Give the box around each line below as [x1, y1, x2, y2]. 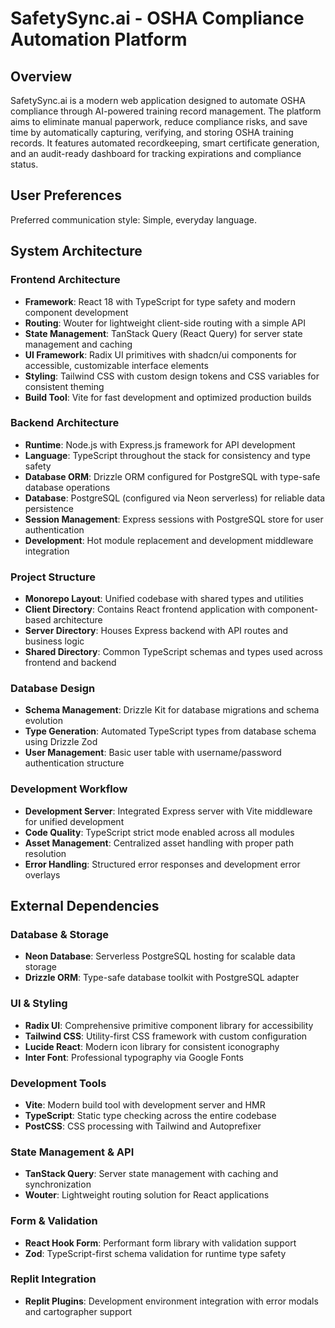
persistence [24, 502, 75, 514]
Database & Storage [10, 928, 110, 941]
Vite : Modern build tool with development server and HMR [24, 1098, 266, 1111]
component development [24, 306, 129, 318]
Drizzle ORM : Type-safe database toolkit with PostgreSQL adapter [24, 972, 300, 984]
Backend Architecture [10, 416, 120, 430]
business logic [24, 635, 85, 647]
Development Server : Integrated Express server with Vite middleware [24, 805, 313, 817]
